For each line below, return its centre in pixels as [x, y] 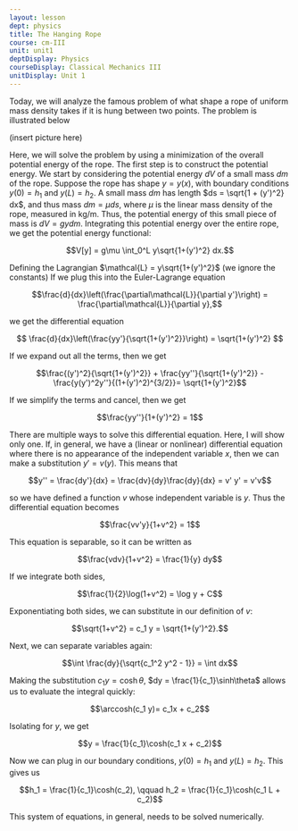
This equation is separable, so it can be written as [100, 541]
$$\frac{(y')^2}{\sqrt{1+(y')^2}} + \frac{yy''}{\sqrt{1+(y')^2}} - [150, 373]
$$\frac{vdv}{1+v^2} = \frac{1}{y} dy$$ [150, 558]
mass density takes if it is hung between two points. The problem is [133, 110]
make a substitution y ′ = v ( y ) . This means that [94, 463]
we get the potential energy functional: [80, 232]
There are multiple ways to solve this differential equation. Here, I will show [147, 434]
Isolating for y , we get [49, 726]
